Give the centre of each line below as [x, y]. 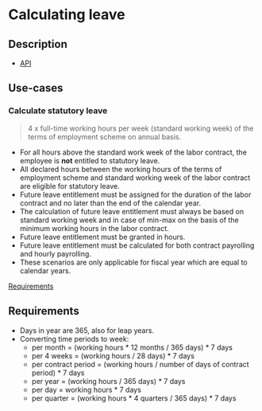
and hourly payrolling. [55, 253]
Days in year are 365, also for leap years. [87, 330]
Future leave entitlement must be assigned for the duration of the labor [135, 194]
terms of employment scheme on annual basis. [104, 136]
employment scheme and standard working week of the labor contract [135, 178]
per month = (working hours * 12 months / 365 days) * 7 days [132, 347]
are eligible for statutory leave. [70, 186]
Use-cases [36, 88]
